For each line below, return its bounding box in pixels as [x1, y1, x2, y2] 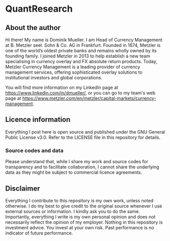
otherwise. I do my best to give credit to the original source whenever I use [5, 203, 162, 209]
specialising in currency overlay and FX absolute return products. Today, [5, 58, 158, 64]
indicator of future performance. [5, 230, 73, 236]
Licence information [5, 115, 71, 124]
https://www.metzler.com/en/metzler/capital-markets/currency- [22, 95, 156, 101]
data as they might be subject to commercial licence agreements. [5, 169, 143, 175]
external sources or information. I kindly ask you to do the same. [5, 208, 140, 214]
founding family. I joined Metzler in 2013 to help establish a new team [5, 53, 150, 59]
